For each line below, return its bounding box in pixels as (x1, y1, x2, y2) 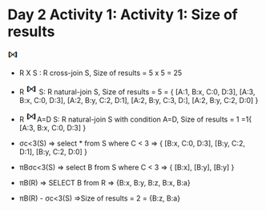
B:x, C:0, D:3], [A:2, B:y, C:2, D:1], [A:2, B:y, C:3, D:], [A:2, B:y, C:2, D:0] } (18, 95, 259, 105)
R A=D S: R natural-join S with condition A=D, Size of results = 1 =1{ (18, 114, 252, 124)
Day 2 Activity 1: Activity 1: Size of (7, 6, 238, 24)
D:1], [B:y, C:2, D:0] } (18, 146, 87, 157)
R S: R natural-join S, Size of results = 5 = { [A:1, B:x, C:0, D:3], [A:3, (18, 86, 256, 97)
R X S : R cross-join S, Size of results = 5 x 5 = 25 (18, 68, 183, 78)
